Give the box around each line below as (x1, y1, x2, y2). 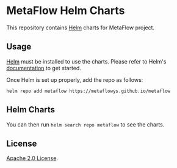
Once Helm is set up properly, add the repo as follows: (6, 76, 143, 83)
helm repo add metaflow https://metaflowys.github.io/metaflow (6, 88, 171, 94)
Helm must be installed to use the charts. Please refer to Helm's (6, 57, 167, 65)
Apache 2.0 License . (6, 155, 58, 162)
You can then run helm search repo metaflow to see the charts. (6, 120, 165, 128)
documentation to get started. (6, 64, 81, 71)
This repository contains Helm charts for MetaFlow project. (6, 24, 154, 31)
